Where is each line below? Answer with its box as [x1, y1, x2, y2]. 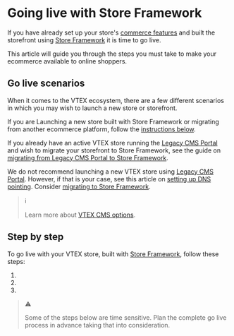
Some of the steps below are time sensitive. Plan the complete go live [24, 313, 227, 322]
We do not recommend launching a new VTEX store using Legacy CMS [7, 167, 214, 176]
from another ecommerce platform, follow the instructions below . [7, 125, 196, 133]
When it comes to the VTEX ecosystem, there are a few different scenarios [7, 96, 224, 104]
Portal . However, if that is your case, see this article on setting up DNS [7, 174, 211, 183]
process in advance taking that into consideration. [24, 320, 171, 329]
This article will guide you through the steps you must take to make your [7, 49, 217, 58]
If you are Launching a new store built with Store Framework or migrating [7, 117, 220, 126]
